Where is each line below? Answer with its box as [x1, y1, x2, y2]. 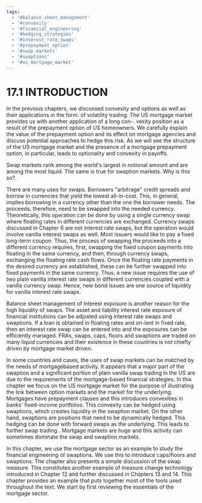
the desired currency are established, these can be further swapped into [6, 263, 187, 270]
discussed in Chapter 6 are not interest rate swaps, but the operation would [6, 224, 194, 232]
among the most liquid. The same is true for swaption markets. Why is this [6, 168, 191, 175]
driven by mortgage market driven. [6, 345, 93, 352]
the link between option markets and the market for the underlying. [6, 389, 173, 396]
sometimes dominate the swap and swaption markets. [6, 433, 140, 440]
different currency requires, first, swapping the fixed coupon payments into [6, 243, 193, 251]
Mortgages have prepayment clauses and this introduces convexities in [6, 395, 184, 402]
